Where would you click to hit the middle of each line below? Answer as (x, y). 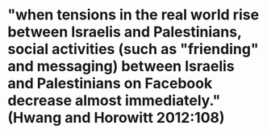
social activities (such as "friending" (133, 49)
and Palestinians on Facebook (110, 84)
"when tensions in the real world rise (133, 15)
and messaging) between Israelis (121, 67)
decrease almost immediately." (114, 100)
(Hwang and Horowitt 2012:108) (116, 118)
